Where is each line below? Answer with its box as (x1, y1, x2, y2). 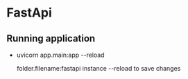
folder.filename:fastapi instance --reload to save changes (16, 64, 181, 72)
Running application (6, 33, 96, 44)
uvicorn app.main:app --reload (16, 51, 105, 59)
